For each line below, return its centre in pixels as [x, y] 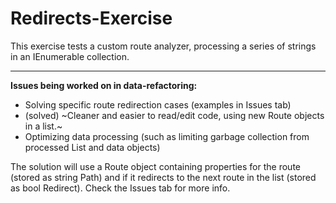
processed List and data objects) [92, 147]
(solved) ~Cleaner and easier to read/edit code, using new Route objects [174, 115]
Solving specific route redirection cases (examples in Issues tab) [158, 104]
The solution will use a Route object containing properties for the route [155, 166]
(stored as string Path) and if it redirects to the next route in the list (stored [163, 177]
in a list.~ [43, 126]
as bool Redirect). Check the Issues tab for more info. [120, 188]
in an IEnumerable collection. [70, 56]
